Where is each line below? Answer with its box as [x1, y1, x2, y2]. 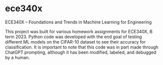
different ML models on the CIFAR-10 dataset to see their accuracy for [5, 39, 146, 44]
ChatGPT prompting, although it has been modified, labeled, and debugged [5, 49, 157, 55]
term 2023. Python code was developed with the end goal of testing [5, 34, 143, 40]
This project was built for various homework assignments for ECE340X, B [5, 28, 153, 34]
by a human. [5, 54, 30, 60]
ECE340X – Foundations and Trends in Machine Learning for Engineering [5, 19, 152, 25]
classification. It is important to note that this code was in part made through [5, 44, 159, 50]
